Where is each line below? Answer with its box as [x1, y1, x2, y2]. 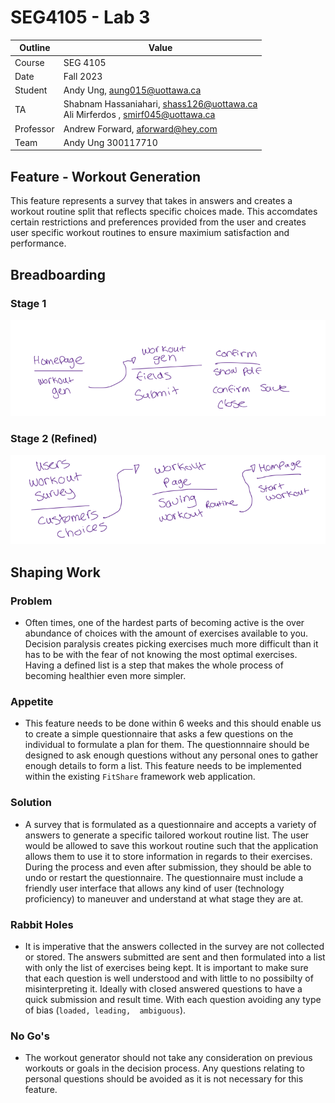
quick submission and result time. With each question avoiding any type [24, 993, 322, 1005]
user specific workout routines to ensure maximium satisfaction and [10, 227, 290, 239]
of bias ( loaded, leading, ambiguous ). [24, 1004, 187, 1016]
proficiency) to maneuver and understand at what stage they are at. [24, 892, 304, 905]
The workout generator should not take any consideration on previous [24, 1052, 313, 1064]
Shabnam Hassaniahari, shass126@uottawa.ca [63, 98, 258, 110]
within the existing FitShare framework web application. [24, 771, 256, 783]
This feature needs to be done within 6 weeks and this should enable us [24, 717, 322, 730]
